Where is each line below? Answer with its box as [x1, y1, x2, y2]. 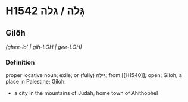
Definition [5, 58, 35, 66]
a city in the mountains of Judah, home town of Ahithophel [14, 90, 158, 97]
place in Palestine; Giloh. [5, 78, 66, 85]
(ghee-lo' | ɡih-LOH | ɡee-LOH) [5, 43, 83, 50]
